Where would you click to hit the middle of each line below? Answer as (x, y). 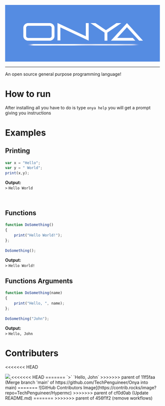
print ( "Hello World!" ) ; (38, 235)
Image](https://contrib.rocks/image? (120, 388)
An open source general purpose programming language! (63, 74)
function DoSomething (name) (34, 293)
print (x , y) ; (17, 173)
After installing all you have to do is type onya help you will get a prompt (78, 107)
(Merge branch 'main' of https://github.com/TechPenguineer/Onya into (77, 382)
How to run (28, 94)
